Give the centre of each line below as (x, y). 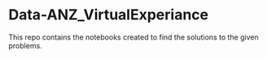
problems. (25, 45)
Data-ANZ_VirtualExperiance (109, 15)
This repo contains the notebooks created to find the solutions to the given (133, 37)
